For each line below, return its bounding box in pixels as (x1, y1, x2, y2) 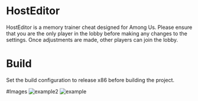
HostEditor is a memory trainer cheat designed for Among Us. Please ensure (6, 24, 193, 31)
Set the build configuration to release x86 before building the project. (6, 76, 175, 83)
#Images (6, 87, 28, 95)
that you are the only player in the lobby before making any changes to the (6, 30, 187, 37)
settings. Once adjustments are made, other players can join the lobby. (6, 36, 178, 43)
